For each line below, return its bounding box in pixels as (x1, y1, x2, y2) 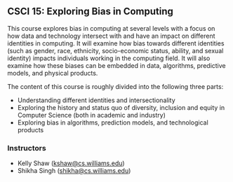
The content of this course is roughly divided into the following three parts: (7, 82, 224, 90)
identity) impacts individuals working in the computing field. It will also (7, 54, 211, 62)
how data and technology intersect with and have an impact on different (7, 31, 215, 40)
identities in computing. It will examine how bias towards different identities (7, 38, 225, 48)
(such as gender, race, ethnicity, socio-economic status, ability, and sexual (7, 46, 224, 55)
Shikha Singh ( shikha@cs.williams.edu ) (17, 167, 131, 175)
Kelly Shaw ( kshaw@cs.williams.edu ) (17, 159, 125, 167)
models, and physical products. (7, 69, 98, 77)
